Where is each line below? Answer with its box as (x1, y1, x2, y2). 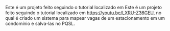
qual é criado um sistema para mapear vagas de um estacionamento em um (5, 15, 165, 21)
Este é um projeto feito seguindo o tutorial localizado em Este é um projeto (5, 5, 162, 10)
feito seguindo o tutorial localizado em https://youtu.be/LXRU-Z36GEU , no (5, 10, 162, 16)
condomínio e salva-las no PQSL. (5, 20, 75, 26)
